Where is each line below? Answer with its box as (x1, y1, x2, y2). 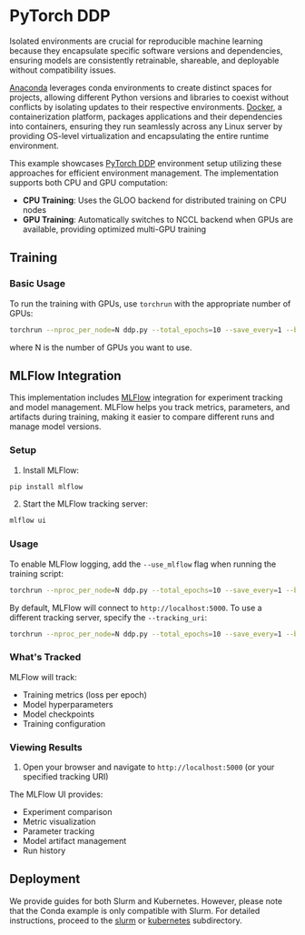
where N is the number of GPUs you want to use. (9, 342, 192, 353)
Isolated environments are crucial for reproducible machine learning (9, 35, 263, 46)
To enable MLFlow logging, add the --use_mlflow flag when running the (9, 558, 277, 569)
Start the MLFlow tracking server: (22, 498, 148, 509)
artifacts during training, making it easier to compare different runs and (9, 411, 275, 423)
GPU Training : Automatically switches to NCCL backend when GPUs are (22, 214, 293, 225)
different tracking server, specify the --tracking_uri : (9, 611, 208, 623)
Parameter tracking (22, 826, 95, 837)
